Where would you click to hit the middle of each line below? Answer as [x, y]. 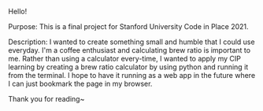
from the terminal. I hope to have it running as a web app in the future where [132, 75]
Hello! [18, 11]
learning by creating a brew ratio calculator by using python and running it [128, 67]
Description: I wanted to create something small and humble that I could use [131, 42]
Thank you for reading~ [46, 99]
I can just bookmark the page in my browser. [80, 83]
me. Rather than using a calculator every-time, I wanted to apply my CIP [125, 59]
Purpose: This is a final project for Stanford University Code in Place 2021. [129, 26]
